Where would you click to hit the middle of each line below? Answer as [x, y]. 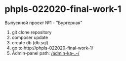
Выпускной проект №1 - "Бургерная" [43, 23]
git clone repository [32, 32]
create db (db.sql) [30, 42]
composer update [30, 37]
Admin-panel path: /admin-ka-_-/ [45, 53]
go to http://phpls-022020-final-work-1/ [52, 48]
